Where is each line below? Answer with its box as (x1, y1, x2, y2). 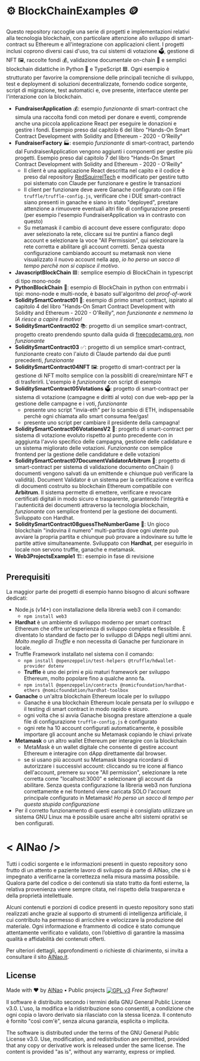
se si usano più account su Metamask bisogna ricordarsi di (23, 756, 169, 763)
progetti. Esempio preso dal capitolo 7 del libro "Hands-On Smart (14, 154, 175, 161)
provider (23, 663, 46, 669)
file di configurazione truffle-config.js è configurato (23, 717, 158, 725)
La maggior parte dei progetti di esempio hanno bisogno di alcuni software (6, 588, 190, 595)
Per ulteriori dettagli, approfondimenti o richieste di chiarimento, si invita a (6, 947, 188, 954)
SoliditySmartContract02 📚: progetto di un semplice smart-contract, (14, 322, 187, 329)
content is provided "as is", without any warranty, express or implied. (6, 1048, 176, 1056)
